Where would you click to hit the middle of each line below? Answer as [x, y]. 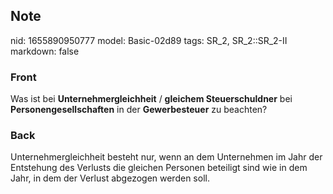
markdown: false [45, 51]
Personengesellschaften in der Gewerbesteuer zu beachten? [139, 110]
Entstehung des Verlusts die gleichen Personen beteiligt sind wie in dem [159, 168]
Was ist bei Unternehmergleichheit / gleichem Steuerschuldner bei [151, 99]
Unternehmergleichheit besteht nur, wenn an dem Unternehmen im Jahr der [166, 157]
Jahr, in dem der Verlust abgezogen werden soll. [110, 178]
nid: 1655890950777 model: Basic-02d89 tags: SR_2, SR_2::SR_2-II [149, 40]
